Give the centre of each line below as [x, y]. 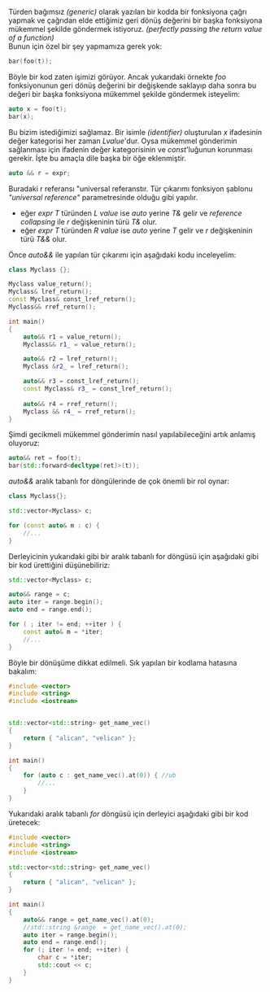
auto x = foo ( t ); [38, 109]
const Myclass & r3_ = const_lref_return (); [98, 389]
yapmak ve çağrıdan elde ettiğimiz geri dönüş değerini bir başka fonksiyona [135, 20]
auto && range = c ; [39, 594]
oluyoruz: [24, 444]
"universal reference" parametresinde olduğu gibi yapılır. [103, 197]
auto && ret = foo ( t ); [45, 458]
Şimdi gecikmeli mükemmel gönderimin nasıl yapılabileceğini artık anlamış [132, 435]
